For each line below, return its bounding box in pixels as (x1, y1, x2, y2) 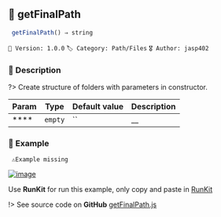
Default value (72, 101, 124, 112)
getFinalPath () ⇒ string (11, 28, 93, 36)
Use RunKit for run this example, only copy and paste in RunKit (8, 185, 213, 194)
